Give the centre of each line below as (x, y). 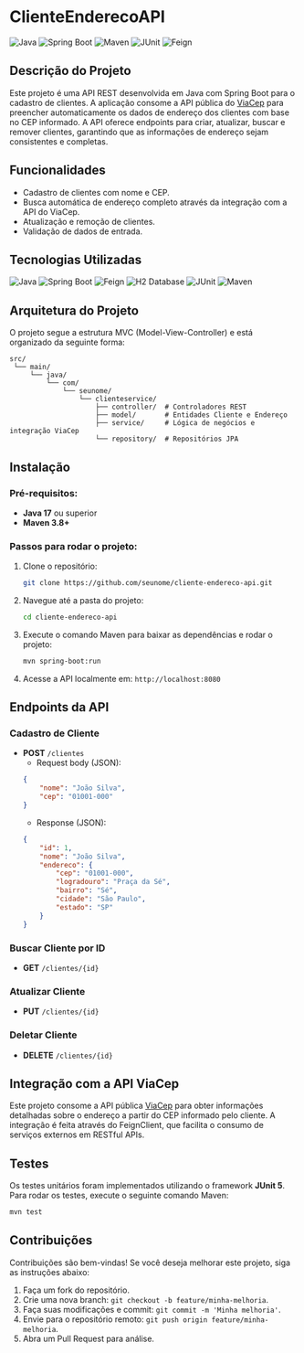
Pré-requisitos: (44, 493)
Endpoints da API (59, 707)
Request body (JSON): (79, 763)
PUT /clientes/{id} (61, 1011)
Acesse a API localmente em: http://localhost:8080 (121, 678)
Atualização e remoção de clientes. (89, 221)
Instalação (40, 467)
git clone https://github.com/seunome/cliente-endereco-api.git (147, 583)
